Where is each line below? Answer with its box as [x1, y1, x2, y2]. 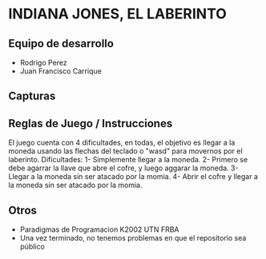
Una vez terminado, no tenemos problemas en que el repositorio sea [19, 233, 247, 243]
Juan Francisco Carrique [19, 66, 102, 76]
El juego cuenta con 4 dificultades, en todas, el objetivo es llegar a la [8, 137, 236, 148]
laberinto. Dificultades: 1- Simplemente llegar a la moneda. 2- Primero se [8, 155, 248, 165]
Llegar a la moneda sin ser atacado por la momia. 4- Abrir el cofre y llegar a [8, 172, 259, 181]
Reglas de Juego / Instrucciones [8, 117, 173, 130]
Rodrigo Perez [19, 58, 68, 67]
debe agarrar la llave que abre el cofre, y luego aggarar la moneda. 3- [8, 163, 239, 173]
